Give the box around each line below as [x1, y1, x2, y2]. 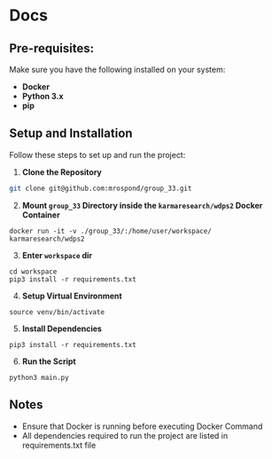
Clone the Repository [21, 166, 102, 178]
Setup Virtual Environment [21, 290, 122, 301]
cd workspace [9, 267, 58, 276]
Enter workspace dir [21, 249, 93, 260]
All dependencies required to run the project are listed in [21, 430, 229, 440]
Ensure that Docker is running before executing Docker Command [21, 421, 263, 431]
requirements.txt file [21, 439, 97, 450]
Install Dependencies [21, 323, 102, 334]
